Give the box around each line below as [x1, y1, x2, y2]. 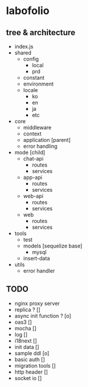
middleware [23, 124, 52, 131]
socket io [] [14, 374, 42, 382]
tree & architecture [6, 28, 76, 38]
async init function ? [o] [14, 312, 72, 319]
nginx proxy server [14, 300, 60, 307]
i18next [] [14, 337, 37, 344]
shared [14, 49, 32, 56]
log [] [14, 331, 28, 338]
